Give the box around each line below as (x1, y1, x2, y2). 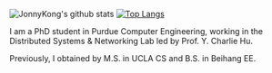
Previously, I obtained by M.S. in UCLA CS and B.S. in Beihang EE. (9, 53, 257, 63)
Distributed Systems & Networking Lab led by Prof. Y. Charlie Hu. (9, 36, 253, 46)
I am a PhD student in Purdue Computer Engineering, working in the (9, 26, 264, 36)
